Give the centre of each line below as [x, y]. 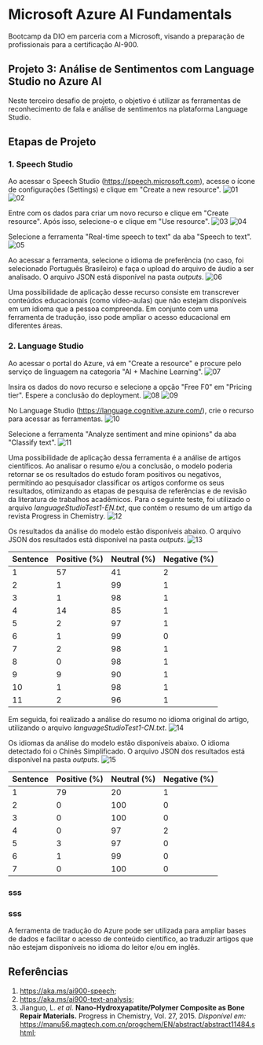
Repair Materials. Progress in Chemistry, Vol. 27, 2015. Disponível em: [133, 1016]
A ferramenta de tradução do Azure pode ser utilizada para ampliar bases [127, 930]
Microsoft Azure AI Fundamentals [120, 15]
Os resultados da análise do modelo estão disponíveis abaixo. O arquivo [125, 531]
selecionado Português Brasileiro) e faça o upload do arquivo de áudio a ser [131, 269]
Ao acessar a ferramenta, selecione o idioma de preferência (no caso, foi [126, 260]
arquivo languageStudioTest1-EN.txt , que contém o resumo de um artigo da [130, 508]
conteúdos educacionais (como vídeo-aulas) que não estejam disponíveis [128, 301]
